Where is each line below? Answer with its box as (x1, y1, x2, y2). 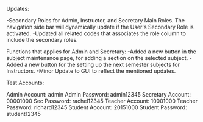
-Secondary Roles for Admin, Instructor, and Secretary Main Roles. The (6, 17, 185, 24)
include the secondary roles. (6, 36, 78, 43)
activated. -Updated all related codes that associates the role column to (6, 30, 186, 37)
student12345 (6, 110, 41, 117)
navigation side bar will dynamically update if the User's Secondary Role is (6, 24, 194, 30)
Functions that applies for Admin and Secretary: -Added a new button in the (6, 48, 197, 55)
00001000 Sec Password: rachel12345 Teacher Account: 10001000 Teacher (6, 97, 198, 104)
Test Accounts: (6, 79, 45, 86)
